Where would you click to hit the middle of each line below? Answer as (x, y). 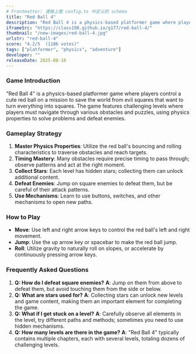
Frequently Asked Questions (47, 270)
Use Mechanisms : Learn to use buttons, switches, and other (87, 196)
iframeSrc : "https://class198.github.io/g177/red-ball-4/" (79, 28)
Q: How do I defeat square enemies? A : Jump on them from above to (98, 282)
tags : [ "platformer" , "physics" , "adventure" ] (64, 50)
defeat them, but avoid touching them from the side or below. (88, 289)
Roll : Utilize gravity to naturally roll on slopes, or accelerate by (89, 248)
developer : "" (23, 55)
